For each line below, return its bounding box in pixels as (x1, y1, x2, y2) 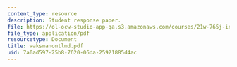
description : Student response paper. (7, 17, 121, 24)
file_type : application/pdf (7, 29, 90, 37)
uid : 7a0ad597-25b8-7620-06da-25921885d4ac (7, 50, 138, 57)
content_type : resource (7, 10, 78, 17)
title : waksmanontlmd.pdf (7, 43, 83, 50)
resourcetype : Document (7, 36, 78, 43)
